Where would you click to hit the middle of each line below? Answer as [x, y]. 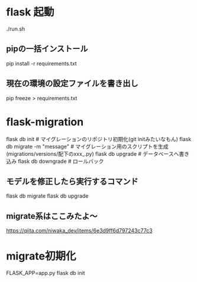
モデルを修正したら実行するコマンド [72, 181]
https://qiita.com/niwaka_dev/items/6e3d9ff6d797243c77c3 [79, 231]
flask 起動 [30, 12]
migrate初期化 [41, 256]
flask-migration [45, 122]
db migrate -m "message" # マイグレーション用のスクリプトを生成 [87, 146]
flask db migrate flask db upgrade [47, 196]
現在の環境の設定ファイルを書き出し [72, 83]
